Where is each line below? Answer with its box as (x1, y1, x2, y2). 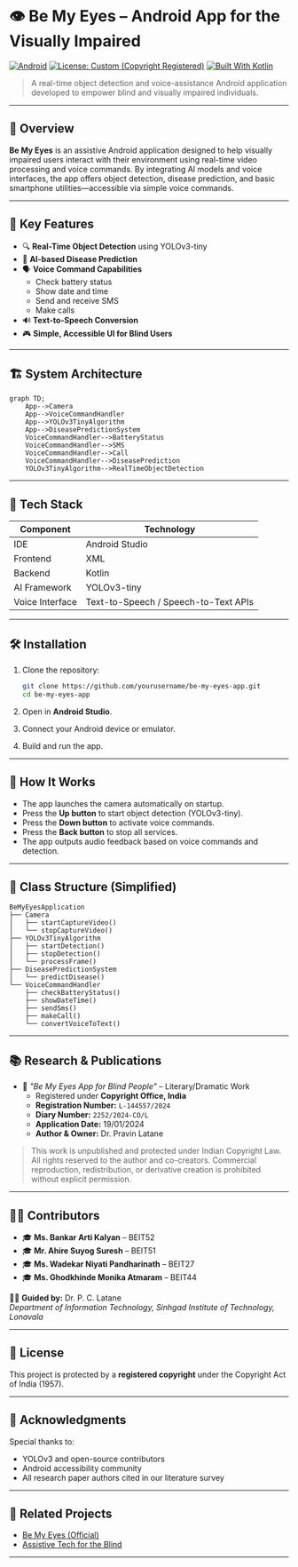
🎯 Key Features (9, 217, 95, 232)
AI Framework (13, 582, 73, 594)
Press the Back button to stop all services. (21, 826, 178, 837)
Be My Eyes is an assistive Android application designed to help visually (9, 145, 273, 155)
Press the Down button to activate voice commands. (21, 817, 216, 828)
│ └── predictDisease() (9, 973, 105, 982)
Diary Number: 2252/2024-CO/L (35, 1110, 149, 1120)
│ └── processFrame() (9, 958, 98, 966)
